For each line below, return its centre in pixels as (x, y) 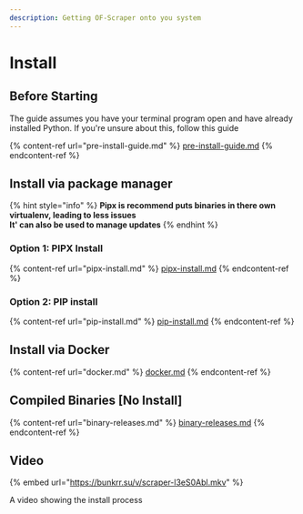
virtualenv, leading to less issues (73, 216)
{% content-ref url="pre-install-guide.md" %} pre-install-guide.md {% (141, 146)
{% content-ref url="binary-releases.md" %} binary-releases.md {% (137, 422)
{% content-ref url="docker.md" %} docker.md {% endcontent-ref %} (140, 372)
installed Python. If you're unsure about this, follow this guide (124, 127)
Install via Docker (60, 350)
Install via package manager (91, 184)
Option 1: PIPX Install (56, 248)
